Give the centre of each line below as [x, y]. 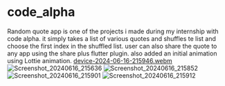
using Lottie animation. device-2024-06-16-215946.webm [90, 60]
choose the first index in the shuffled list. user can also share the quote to [112, 46]
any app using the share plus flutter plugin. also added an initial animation [112, 53]
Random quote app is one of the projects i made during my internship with [113, 31]
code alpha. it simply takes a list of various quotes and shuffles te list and [112, 38]
